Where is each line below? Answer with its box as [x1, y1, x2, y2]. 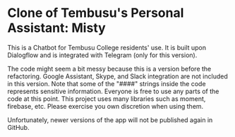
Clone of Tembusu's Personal [7, 5, 184, 21]
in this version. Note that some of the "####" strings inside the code [7, 79, 206, 88]
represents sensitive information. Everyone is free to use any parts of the [7, 87, 219, 95]
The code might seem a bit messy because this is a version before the [7, 64, 212, 73]
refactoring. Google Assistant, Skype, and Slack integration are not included [7, 72, 228, 81]
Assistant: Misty [7, 20, 106, 36]
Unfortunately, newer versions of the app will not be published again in [7, 115, 213, 124]
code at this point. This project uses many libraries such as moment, [7, 94, 206, 103]
